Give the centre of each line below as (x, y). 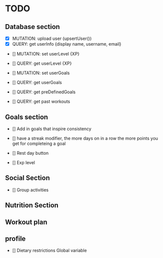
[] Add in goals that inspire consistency (52, 129)
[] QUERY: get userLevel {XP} (42, 63)
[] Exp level (24, 162)
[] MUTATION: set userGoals (41, 73)
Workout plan (26, 222)
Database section (33, 27)
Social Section (27, 178)
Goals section (27, 117)
